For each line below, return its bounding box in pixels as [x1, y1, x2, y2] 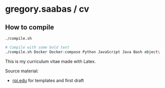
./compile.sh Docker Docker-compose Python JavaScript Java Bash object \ [5, 49, 161, 55]
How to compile [5, 23, 54, 31]
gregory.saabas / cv [5, 3, 89, 15]
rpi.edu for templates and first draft [12, 77, 84, 83]
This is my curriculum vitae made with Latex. [5, 58, 96, 64]
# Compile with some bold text [5, 45, 70, 50]
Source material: [5, 68, 39, 74]
